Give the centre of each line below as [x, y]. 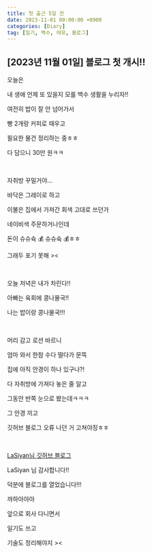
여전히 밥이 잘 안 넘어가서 [41, 109]
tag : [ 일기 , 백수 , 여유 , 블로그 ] [48, 33]
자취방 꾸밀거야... [30, 181]
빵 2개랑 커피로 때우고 [36, 123]
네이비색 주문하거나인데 [38, 224]
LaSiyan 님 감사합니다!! [38, 470]
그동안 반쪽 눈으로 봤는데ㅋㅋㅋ [48, 399]
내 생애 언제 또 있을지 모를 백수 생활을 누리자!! [68, 95]
